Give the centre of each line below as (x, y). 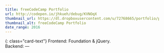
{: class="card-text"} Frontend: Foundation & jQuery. (58, 41)
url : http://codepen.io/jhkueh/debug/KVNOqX (51, 14)
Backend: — (17, 46)
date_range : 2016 (23, 27)
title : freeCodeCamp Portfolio (37, 9)
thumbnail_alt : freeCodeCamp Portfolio (46, 23)
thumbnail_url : (20, 18)
